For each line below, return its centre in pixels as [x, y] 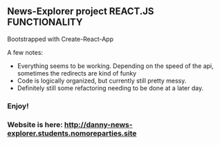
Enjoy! [18, 105]
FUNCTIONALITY [45, 23]
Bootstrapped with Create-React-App [61, 39]
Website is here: [35, 124]
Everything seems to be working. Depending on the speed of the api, [116, 66]
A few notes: [25, 52]
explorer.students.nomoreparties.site [72, 133]
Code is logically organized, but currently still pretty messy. [102, 80]
